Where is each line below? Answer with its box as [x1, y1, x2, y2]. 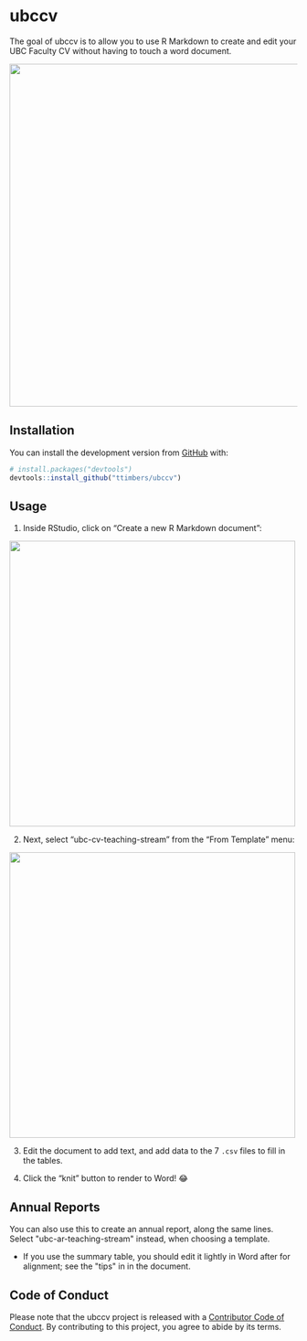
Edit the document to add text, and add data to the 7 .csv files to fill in [22, 1145, 286, 1156]
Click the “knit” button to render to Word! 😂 [22, 1173, 189, 1184]
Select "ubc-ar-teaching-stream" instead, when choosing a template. [9, 1233, 270, 1244]
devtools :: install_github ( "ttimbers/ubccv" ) [9, 473, 182, 483]
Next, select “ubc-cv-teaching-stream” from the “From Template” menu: [22, 834, 295, 846]
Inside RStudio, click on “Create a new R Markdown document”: [22, 523, 262, 534]
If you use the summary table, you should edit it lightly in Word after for [22, 1251, 291, 1262]
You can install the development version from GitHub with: [9, 447, 228, 458]
